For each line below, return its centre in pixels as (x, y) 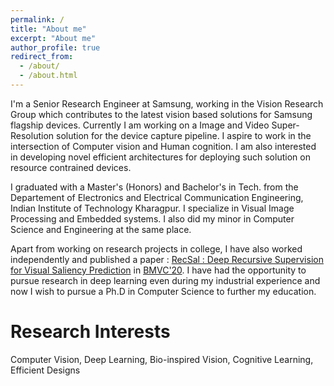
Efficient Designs (45, 370)
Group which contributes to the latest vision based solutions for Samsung (161, 114)
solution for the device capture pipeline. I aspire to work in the (183, 135)
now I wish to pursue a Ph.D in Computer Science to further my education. (163, 291)
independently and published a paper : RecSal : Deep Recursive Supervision (167, 259)
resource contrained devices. (71, 167)
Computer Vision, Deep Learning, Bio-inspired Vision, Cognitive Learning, (162, 359)
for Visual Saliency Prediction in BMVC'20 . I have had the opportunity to (158, 270)
